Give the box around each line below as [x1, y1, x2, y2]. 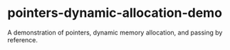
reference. [7, 35, 38, 44]
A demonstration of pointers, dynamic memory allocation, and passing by [7, 28, 223, 37]
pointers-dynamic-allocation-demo [7, 5, 223, 21]
